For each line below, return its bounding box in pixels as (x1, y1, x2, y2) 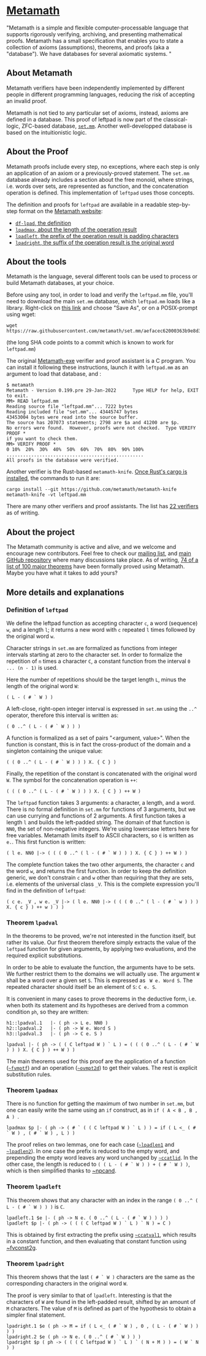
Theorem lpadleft (6, 1182, 61, 1191)
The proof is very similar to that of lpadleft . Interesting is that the (6, 1292, 172, 1299)
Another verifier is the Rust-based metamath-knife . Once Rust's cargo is (6, 468, 188, 476)
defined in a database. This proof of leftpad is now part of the (6, 115, 162, 123)
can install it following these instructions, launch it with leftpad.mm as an (6, 363, 189, 371)
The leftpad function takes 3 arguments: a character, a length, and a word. (6, 799, 196, 806)
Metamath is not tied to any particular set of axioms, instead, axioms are (6, 109, 189, 117)
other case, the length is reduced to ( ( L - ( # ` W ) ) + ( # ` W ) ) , (6, 1161, 190, 1168)
